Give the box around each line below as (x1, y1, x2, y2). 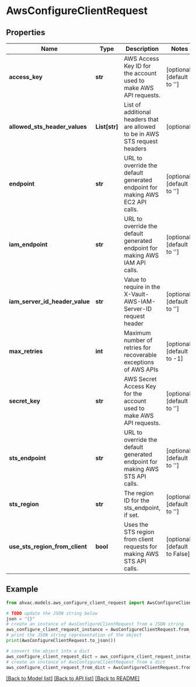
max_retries (9, 347, 43, 355)
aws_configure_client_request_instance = (6, 627, 108, 633)
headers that (124, 115, 159, 123)
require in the (124, 283, 160, 291)
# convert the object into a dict (6, 648, 90, 654)
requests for (124, 542, 157, 551)
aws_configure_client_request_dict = (6, 654, 98, 659)
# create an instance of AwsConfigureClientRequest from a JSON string (6, 621, 184, 627)
